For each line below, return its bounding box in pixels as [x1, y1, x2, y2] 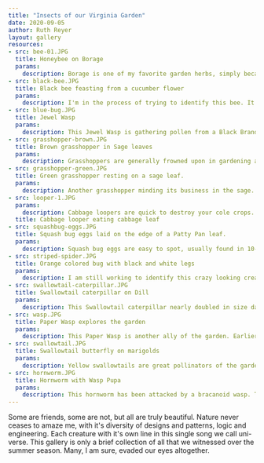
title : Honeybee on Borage [15, 56, 104, 64]
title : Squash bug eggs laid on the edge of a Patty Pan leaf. [15, 231, 226, 239]
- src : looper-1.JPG [8, 194, 76, 202]
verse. [8, 437, 29, 447]
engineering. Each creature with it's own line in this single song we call [8, 429, 237, 439]
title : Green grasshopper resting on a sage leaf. [15, 172, 185, 180]
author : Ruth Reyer [8, 26, 72, 34]
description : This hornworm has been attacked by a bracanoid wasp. [22, 391, 251, 399]
